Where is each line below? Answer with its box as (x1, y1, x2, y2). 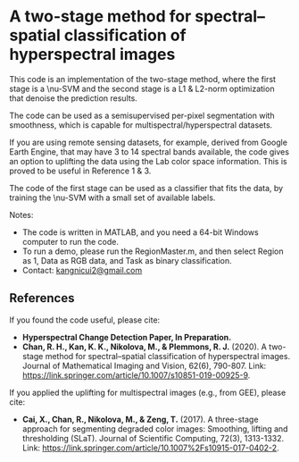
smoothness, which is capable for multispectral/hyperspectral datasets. (9, 119, 273, 130)
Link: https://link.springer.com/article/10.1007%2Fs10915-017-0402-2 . (21, 442, 279, 453)
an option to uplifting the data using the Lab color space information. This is (9, 155, 287, 166)
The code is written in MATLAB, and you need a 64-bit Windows (21, 226, 259, 238)
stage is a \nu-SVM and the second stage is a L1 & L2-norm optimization (9, 83, 275, 94)
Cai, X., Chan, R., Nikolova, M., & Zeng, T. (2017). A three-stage (21, 414, 259, 424)
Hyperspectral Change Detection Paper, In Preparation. (21, 332, 232, 342)
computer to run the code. (21, 236, 119, 247)
